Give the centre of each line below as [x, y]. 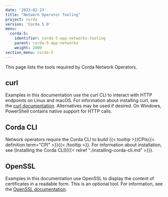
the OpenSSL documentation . [36, 189]
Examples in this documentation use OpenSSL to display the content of [80, 178]
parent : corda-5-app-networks [47, 43]
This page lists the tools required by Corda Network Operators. [71, 67]
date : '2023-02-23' [26, 10]
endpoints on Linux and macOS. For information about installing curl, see [82, 101]
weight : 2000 [28, 48]
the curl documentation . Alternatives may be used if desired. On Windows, [83, 106]
